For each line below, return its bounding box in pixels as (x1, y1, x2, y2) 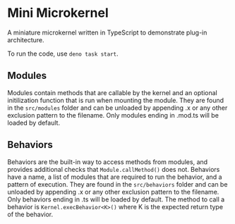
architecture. (7, 35, 44, 44)
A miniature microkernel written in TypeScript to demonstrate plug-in (7, 28, 207, 37)
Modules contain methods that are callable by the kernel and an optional (7, 88, 217, 97)
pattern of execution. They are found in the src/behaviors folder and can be (7, 180, 228, 188)
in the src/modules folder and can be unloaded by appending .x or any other (7, 104, 228, 112)
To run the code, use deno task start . (7, 49, 119, 58)
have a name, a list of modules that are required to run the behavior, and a (7, 173, 222, 181)
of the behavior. (7, 210, 54, 218)
